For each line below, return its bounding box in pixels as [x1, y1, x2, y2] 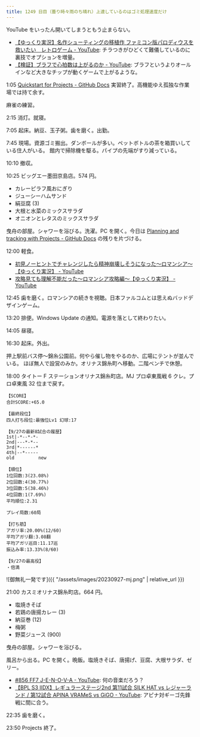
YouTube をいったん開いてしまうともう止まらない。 [6, 26, 134, 33]
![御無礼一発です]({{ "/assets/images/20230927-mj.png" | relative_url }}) [6, 575, 185, 582]
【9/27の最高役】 [6, 558, 44, 564]
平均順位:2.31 [6, 498, 38, 504]
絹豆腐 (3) [14, 199, 40, 206]
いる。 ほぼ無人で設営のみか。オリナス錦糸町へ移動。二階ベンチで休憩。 [6, 359, 186, 367]
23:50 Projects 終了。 [6, 724, 60, 731]
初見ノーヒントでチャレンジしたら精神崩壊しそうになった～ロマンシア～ [14, 260, 193, 267]
